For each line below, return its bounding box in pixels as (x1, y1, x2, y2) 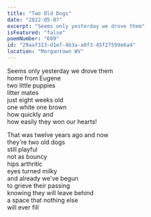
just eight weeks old (7, 96, 64, 104)
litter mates (7, 88, 39, 96)
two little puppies (7, 81, 56, 89)
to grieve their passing (7, 182, 70, 190)
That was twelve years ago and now (7, 130, 109, 139)
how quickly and (7, 110, 53, 118)
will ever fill (7, 203, 39, 212)
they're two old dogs (7, 138, 66, 146)
